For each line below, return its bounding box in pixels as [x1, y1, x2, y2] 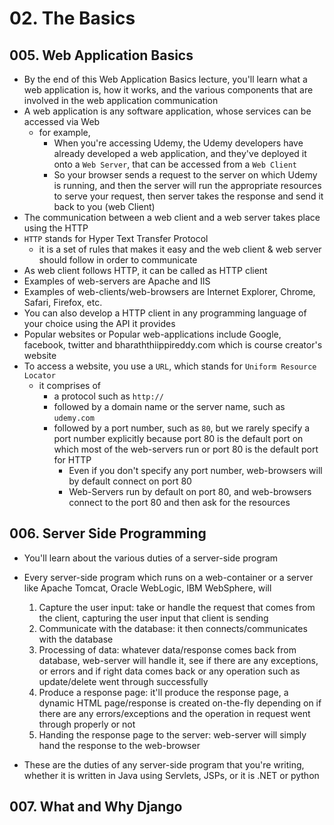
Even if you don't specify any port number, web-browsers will [68, 465, 323, 476]
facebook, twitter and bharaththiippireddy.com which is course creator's [23, 339, 323, 351]
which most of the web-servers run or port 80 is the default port [53, 443, 319, 455]
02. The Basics [9, 7, 136, 30]
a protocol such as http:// [53, 390, 164, 402]
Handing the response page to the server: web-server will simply [38, 728, 307, 741]
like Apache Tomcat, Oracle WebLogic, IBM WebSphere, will [23, 582, 272, 594]
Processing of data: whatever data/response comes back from [38, 643, 297, 656]
